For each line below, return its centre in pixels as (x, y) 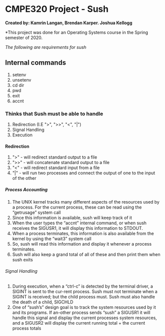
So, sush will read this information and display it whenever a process (82, 244)
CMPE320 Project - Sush (57, 9)
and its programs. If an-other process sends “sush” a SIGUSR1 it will (81, 313)
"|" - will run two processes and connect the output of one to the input (83, 173)
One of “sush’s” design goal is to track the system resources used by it (84, 307)
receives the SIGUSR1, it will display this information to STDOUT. (78, 228)
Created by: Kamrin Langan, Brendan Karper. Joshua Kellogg (69, 23)
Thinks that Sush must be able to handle (54, 114)
